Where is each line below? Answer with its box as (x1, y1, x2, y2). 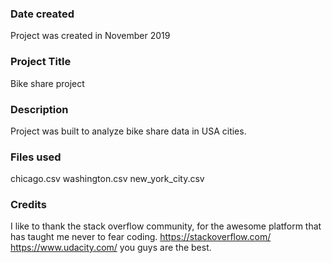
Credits (10, 198, 47, 212)
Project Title (10, 55, 72, 69)
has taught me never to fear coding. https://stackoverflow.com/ (10, 231, 272, 243)
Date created (10, 7, 75, 21)
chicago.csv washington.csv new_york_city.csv (10, 173, 205, 185)
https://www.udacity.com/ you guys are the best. (10, 242, 212, 254)
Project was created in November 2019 (10, 30, 171, 42)
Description (10, 102, 69, 116)
